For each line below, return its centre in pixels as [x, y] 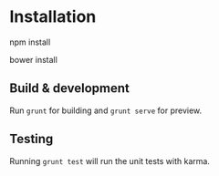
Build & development [69, 88]
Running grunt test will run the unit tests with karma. [109, 160]
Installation [53, 17]
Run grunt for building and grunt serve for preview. [106, 110]
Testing [31, 139]
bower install [33, 59]
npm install [30, 42]
